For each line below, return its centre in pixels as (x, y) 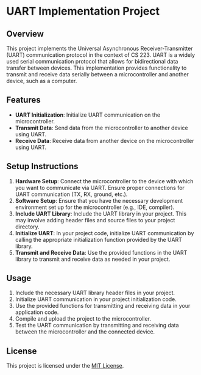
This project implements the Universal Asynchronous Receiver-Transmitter (100, 48)
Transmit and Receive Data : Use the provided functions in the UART (101, 252)
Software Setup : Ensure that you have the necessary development (99, 200)
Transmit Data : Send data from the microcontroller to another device (101, 128)
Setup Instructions (42, 166)
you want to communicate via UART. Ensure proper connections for (100, 188)
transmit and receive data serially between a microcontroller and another (97, 74)
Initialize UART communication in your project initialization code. (96, 299)
